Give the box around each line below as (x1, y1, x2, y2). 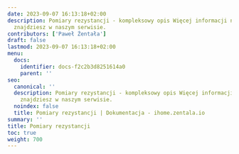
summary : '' (7, 116, 43, 123)
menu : (7, 50, 23, 57)
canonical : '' (14, 83, 55, 90)
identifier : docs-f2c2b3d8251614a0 (20, 63, 126, 70)
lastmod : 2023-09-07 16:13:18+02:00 (7, 43, 116, 50)
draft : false (7, 37, 46, 44)
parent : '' (20, 70, 53, 77)
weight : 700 (7, 136, 43, 143)
